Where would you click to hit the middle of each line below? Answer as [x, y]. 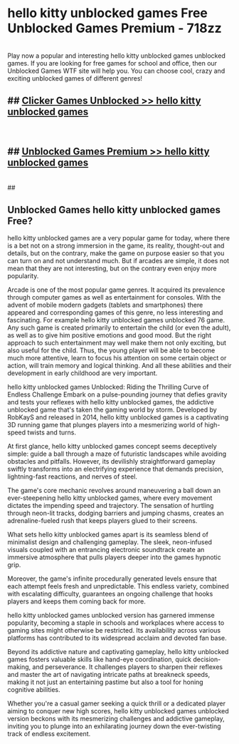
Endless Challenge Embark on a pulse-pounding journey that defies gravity [117, 394]
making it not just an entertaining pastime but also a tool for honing [106, 682]
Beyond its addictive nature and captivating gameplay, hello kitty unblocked [118, 652]
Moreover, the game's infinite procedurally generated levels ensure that [112, 579]
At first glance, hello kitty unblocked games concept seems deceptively [112, 447]
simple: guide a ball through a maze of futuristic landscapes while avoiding [117, 454]
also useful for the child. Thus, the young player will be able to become [111, 350]
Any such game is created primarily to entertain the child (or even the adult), [119, 328]
